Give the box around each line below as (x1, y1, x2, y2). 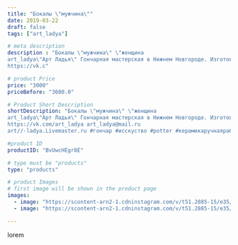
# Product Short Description (7, 101, 93, 108)
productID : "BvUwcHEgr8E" (7, 146, 84, 154)
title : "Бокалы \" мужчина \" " (7, 10, 93, 18)
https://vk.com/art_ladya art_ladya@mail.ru (7, 121, 141, 128)
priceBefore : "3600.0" (7, 88, 74, 95)
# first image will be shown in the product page (7, 185, 157, 193)
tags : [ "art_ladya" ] (7, 30, 69, 37)
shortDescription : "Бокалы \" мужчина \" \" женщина (7, 107, 157, 115)
